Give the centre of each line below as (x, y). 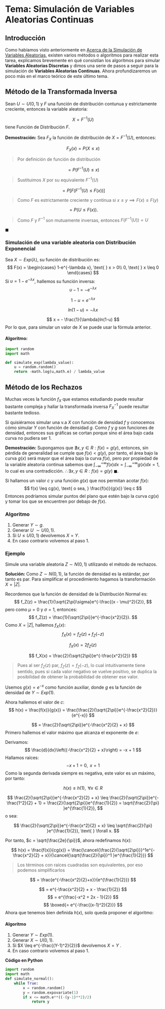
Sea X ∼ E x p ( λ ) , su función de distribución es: (53, 259)
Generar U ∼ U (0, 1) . (34, 530)
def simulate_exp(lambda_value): (40, 362)
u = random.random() (35, 367)
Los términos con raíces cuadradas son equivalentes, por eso (80, 865)
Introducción (25, 38)
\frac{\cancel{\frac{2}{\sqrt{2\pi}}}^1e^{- (113, 850)
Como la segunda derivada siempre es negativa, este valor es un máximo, (80, 773)
